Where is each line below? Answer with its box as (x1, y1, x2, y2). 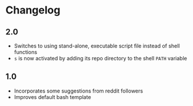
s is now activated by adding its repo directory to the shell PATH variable (14, 55, 188, 61)
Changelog (5, 4, 61, 17)
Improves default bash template (14, 93, 92, 100)
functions (14, 49, 38, 56)
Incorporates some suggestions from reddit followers (14, 87, 144, 94)
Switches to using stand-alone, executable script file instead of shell (14, 42, 180, 49)
